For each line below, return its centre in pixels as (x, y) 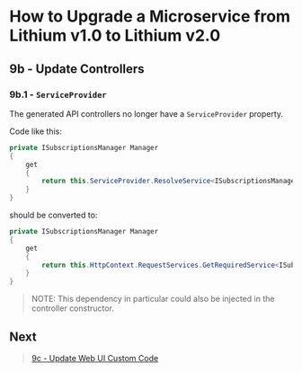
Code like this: (36, 131)
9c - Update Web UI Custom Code (95, 358)
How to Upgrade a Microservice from (150, 17)
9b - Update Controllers (77, 69)
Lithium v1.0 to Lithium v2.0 (115, 35)
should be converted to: (53, 215)
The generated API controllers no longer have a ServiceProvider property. (147, 113)
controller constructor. (73, 308)
